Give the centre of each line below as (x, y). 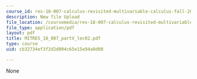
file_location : (25, 22)
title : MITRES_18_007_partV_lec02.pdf (53, 38)
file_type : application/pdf (40, 28)
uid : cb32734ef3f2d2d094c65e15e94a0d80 (55, 49)
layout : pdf (21, 33)
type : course (22, 44)
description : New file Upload (43, 17)
